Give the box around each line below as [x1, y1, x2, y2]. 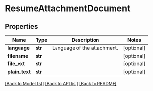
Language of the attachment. [52, 45, 118, 51]
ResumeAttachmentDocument [5, 3, 131, 14]
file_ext [7, 61, 25, 67]
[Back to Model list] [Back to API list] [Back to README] [5, 81, 117, 86]
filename [7, 53, 29, 59]
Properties [5, 22, 38, 30]
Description [71, 37, 99, 43]
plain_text [7, 68, 31, 75]
